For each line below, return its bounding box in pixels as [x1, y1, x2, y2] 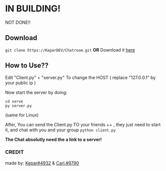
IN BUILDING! [5, 3, 61, 14]
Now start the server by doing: [5, 89, 68, 95]
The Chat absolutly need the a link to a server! [5, 136, 102, 142]
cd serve [5, 99, 23, 104]
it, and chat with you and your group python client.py [5, 127, 116, 133]
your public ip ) [5, 80, 36, 86]
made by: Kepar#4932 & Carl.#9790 [5, 160, 79, 166]
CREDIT [5, 149, 24, 156]
